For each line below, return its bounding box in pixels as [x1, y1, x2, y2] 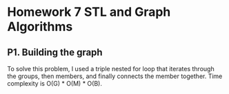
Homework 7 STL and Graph [7, 4, 171, 20]
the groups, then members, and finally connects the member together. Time [7, 72, 223, 80]
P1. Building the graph [7, 46, 103, 58]
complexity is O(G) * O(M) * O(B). [7, 79, 102, 87]
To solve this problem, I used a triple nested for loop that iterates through [7, 65, 215, 73]
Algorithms [7, 19, 73, 35]
